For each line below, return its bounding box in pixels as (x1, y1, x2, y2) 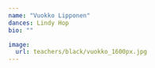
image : (8, 40, 30, 48)
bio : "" (8, 26, 34, 34)
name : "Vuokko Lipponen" (8, 11, 91, 20)
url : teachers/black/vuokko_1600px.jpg (15, 48, 148, 56)
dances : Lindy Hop (8, 19, 69, 27)
